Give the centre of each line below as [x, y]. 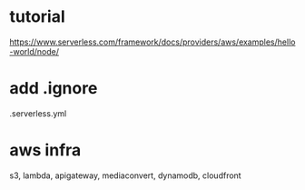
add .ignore [54, 89]
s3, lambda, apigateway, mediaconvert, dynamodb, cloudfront [126, 175]
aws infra [45, 150]
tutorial [37, 17]
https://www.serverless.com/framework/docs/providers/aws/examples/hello [152, 42]
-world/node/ [34, 51]
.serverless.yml [38, 113]
